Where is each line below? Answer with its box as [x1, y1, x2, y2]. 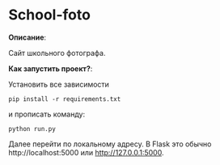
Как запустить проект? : [8, 63, 93, 74]
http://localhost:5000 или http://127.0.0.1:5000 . [8, 147, 164, 157]
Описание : [8, 32, 47, 42]
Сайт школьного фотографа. [8, 48, 106, 57]
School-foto [8, 6, 91, 24]
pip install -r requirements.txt [8, 95, 121, 103]
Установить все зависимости [8, 79, 109, 89]
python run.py [8, 125, 57, 133]
